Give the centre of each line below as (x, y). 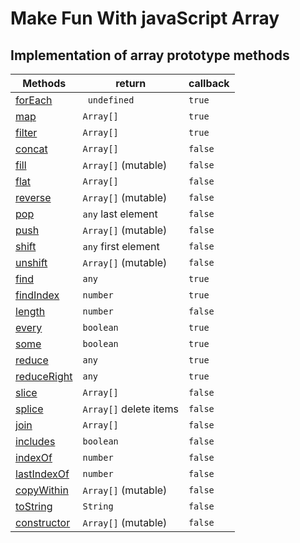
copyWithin (42, 490)
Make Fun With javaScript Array (145, 18)
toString (34, 506)
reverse (33, 197)
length (30, 311)
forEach (34, 100)
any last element (120, 214)
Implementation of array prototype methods (150, 55)
